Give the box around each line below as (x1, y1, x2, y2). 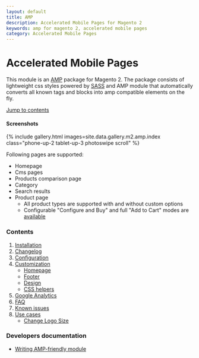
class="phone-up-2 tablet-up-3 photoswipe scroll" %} (6, 140, 140, 147)
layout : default (6, 8, 46, 15)
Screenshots (6, 120, 39, 127)
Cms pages (14, 169, 43, 176)
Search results (14, 188, 50, 195)
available (23, 213, 46, 220)
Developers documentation (6, 332, 87, 340)
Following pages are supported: (6, 151, 84, 158)
